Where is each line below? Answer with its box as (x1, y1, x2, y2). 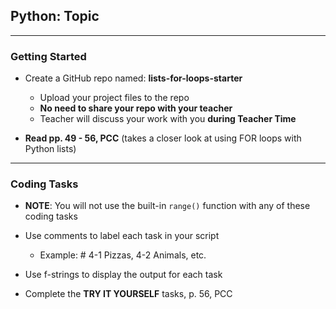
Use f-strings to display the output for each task (24, 269, 223, 281)
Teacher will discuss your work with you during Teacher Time (39, 113, 297, 125)
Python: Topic (10, 8, 100, 25)
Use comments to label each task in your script (24, 230, 220, 242)
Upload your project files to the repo (39, 92, 190, 104)
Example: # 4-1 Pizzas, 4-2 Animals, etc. (39, 249, 207, 261)
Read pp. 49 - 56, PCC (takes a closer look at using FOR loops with (24, 132, 302, 144)
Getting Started (10, 49, 87, 63)
